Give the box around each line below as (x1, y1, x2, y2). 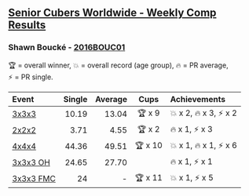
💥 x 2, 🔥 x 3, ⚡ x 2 (170, 107, 237, 118)
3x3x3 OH (12, 157, 51, 168)
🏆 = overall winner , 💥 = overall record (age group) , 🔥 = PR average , (8, 60, 229, 70)
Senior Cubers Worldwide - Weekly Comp (8, 6, 217, 20)
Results (8, 19, 46, 32)
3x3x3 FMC (12, 173, 57, 184)
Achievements (170, 93, 226, 104)
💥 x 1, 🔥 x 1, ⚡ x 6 (170, 140, 237, 151)
